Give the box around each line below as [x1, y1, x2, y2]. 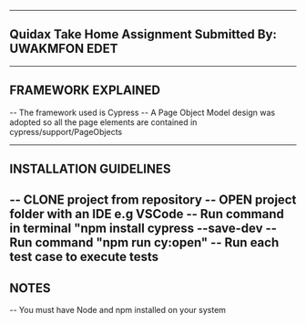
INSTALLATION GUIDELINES [9, 162, 171, 177]
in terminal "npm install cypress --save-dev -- [9, 221, 278, 236]
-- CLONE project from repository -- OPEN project [9, 193, 297, 208]
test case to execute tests [9, 249, 159, 265]
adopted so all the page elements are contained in [9, 116, 198, 128]
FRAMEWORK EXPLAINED [9, 83, 161, 99]
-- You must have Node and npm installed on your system [9, 305, 226, 316]
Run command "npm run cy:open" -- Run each [9, 235, 280, 251]
